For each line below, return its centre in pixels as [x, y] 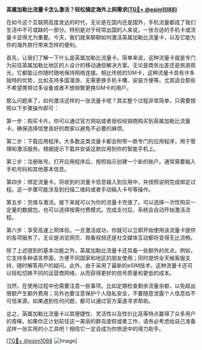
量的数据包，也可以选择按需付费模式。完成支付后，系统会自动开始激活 [98, 210]
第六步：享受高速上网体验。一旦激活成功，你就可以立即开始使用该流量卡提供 [101, 230]
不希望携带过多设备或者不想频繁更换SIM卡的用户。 [69, 88]
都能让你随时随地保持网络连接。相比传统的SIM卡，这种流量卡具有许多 [109, 73]
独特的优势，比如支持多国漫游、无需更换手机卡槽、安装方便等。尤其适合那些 [101, 80]
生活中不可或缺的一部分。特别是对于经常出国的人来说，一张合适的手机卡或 [98, 30]
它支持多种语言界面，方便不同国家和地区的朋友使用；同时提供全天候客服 [96, 258]
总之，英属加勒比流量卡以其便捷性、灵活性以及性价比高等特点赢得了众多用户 [101, 314]
